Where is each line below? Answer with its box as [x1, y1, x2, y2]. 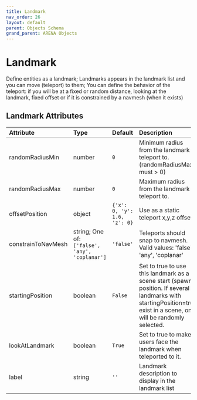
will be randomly [138, 313, 185, 321]
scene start [138, 276, 170, 285]
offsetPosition [9, 209, 47, 218]
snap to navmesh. [138, 236, 188, 244]
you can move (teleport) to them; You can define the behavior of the [6, 82, 171, 89]
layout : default [6, 19, 46, 25]
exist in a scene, [138, 306, 184, 314]
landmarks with [138, 291, 182, 299]
